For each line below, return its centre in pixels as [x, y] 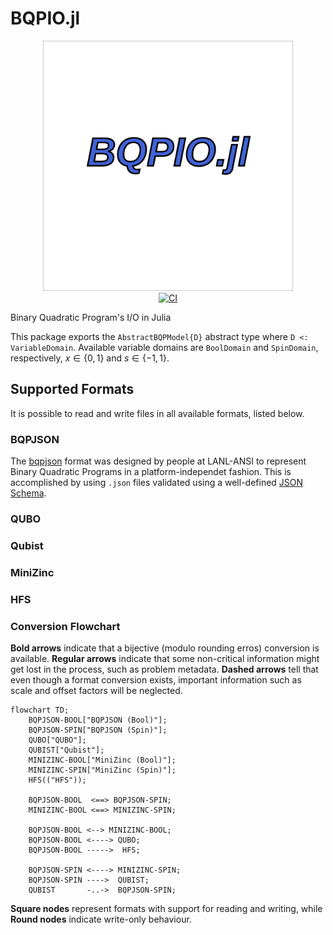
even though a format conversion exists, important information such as [156, 680]
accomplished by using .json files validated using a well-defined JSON [157, 483]
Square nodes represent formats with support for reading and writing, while [166, 909]
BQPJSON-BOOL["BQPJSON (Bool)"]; [98, 720]
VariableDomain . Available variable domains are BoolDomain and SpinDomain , [164, 347]
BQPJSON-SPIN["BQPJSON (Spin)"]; [98, 730]
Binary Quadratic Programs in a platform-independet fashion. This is [151, 472]
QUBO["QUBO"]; [57, 740]
